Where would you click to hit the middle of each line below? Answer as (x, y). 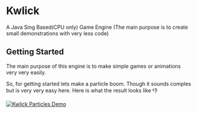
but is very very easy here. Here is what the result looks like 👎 (82, 90)
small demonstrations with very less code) (58, 33)
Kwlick (23, 11)
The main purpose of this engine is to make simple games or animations (93, 66)
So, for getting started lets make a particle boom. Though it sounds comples (99, 84)
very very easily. (26, 72)
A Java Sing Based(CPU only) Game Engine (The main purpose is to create (97, 27)
